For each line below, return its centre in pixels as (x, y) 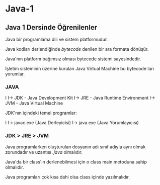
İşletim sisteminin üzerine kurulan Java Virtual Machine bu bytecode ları (80, 69)
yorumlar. (15, 74)
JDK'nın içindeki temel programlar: (41, 113)
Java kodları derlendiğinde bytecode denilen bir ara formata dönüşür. (77, 49)
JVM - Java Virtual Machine (34, 103)
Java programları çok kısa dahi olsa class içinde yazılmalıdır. (67, 177)
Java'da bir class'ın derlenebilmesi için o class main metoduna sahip (76, 162)
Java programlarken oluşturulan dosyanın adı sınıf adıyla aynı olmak (75, 147)
